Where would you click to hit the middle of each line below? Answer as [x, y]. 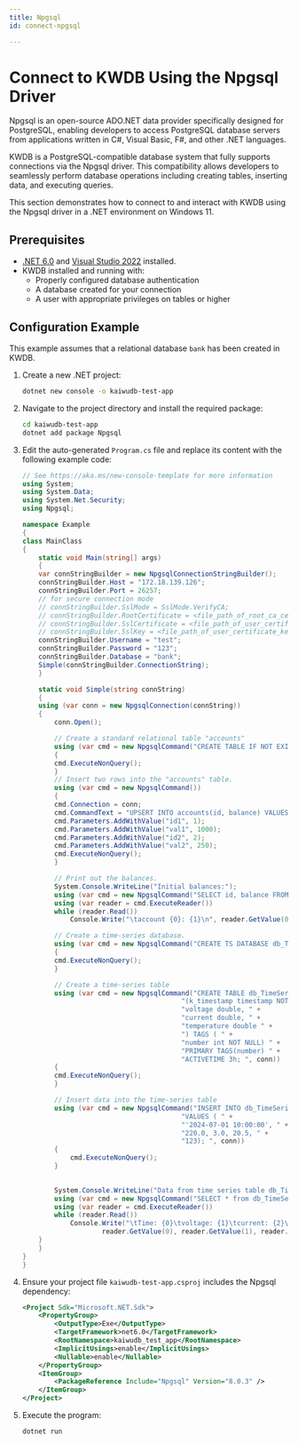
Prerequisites [47, 239]
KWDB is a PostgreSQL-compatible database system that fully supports [140, 157]
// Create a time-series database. [120, 936]
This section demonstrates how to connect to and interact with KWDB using [148, 203]
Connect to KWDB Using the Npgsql [144, 77]
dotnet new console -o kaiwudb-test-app [98, 392]
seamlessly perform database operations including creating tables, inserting [149, 176]
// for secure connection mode [96, 599]
